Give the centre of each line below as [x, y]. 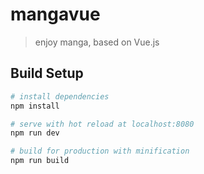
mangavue [55, 14]
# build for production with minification [100, 151]
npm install [35, 106]
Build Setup [47, 73]
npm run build [40, 161]
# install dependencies [60, 96]
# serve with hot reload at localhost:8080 [102, 124]
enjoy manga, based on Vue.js [97, 42]
